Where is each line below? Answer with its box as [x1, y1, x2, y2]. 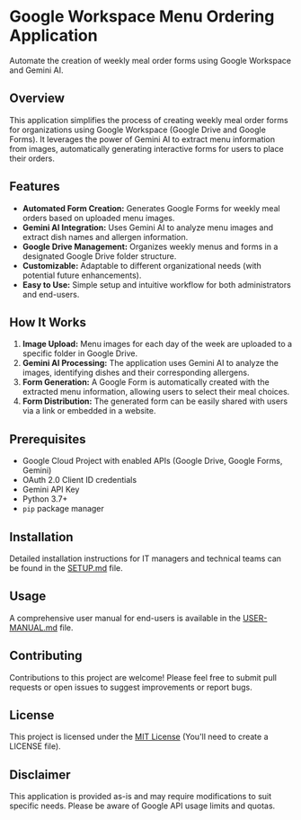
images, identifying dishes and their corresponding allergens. [22, 367, 250, 379]
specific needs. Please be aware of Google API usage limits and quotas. [9, 800, 276, 811]
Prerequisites [9, 432, 86, 447]
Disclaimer [9, 767, 71, 782]
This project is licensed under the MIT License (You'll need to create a [9, 731, 269, 743]
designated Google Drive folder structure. [22, 250, 177, 262]
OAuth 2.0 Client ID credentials [22, 475, 137, 486]
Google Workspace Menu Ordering [9, 6, 275, 27]
